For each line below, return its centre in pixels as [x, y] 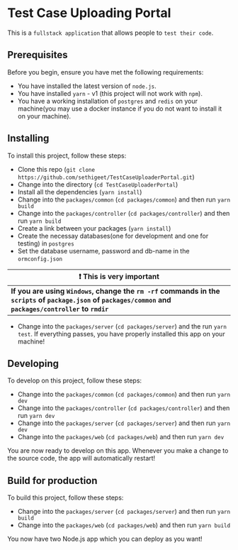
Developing [33, 363]
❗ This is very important [119, 276]
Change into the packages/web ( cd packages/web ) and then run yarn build [124, 525]
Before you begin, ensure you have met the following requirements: [106, 72]
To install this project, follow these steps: [67, 155]
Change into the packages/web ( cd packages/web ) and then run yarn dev [121, 437]
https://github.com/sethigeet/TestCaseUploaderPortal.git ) [106, 177]
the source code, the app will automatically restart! [81, 458]
